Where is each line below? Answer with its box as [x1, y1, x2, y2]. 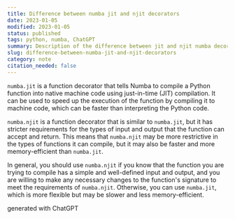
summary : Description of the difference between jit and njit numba [7, 43, 211, 50]
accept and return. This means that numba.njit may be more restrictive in [7, 132, 218, 141]
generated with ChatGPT [7, 204, 79, 212]
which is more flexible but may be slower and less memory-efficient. [7, 190, 204, 199]
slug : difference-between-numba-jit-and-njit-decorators [7, 50, 177, 57]
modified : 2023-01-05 [7, 23, 71, 30]
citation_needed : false [7, 62, 77, 69]
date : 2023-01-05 [7, 17, 58, 24]
